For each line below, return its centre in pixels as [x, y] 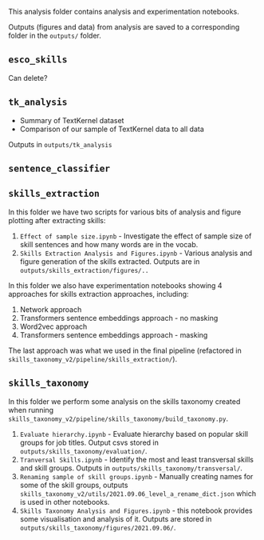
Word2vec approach [53, 326]
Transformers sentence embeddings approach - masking [114, 334]
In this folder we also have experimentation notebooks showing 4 [115, 285]
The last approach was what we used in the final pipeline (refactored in [125, 350]
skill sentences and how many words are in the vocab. [109, 244]
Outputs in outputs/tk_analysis [60, 144]
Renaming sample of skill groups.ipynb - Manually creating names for [136, 476]
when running [31, 410]
